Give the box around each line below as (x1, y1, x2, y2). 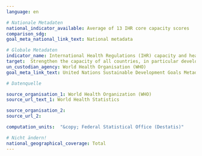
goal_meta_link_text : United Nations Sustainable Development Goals (6, 70, 182, 76)
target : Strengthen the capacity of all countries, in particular (6, 58, 179, 64)
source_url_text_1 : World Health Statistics (6, 97, 120, 103)
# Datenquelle (6, 80, 42, 86)
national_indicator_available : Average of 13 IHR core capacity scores (6, 25, 189, 31)
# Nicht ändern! (6, 134, 47, 141)
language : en (6, 8, 39, 15)
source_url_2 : (6, 113, 42, 119)
